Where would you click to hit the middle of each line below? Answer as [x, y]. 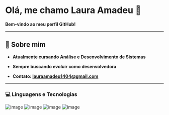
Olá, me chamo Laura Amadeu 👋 [73, 10]
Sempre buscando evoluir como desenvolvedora [64, 66]
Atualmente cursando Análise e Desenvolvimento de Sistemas [79, 57]
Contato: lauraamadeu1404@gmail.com [55, 76]
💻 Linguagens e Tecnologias [41, 94]
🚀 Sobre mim [26, 45]
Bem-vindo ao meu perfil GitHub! [40, 24]
